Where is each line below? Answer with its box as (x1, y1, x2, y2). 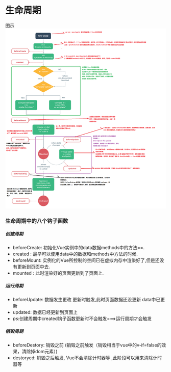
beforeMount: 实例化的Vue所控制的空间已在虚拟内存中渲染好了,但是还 (12, 257, 160, 263)
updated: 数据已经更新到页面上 (12, 309, 78, 315)
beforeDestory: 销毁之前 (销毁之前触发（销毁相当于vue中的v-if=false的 (12, 342, 162, 348)
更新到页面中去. (17, 263, 50, 270)
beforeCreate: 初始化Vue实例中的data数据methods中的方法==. (12, 245, 145, 251)
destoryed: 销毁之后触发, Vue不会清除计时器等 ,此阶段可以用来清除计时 (12, 355, 162, 361)
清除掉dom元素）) (21, 349, 58, 355)
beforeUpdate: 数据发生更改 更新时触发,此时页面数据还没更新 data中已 (12, 297, 161, 303)
